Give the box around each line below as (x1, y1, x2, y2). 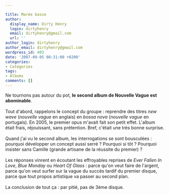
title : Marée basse (5, 12, 47, 17)
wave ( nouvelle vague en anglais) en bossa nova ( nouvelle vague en (5, 114, 149, 120)
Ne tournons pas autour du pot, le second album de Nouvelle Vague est (5, 92, 157, 98)
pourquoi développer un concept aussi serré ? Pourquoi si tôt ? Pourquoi (5, 141, 157, 147)
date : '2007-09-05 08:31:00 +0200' (5, 54, 81, 60)
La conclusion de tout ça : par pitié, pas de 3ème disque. (5, 184, 124, 190)
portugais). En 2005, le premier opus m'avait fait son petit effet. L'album (5, 119, 156, 125)
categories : (5, 59, 30, 64)
